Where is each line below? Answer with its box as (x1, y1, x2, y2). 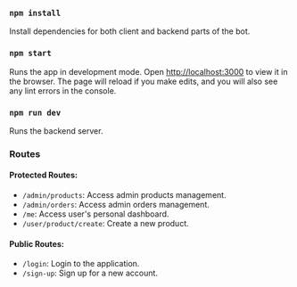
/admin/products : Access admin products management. (21, 190, 227, 201)
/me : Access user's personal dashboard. (21, 209, 169, 219)
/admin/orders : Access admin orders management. (21, 200, 210, 210)
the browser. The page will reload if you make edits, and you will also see (9, 76, 278, 86)
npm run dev (9, 107, 62, 118)
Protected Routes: (9, 169, 78, 181)
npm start (9, 48, 52, 59)
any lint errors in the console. (9, 85, 117, 96)
